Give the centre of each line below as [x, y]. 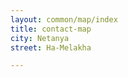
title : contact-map [51, 29]
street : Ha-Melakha [51, 47]
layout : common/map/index [64, 19]
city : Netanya [40, 38]
